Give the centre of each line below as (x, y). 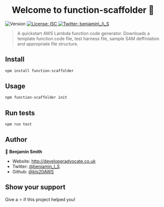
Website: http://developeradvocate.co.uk (54, 161)
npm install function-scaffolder (40, 71)
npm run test (19, 124)
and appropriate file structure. (48, 43)
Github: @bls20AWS (33, 171)
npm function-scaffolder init (36, 98)
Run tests (20, 113)
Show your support (35, 187)
